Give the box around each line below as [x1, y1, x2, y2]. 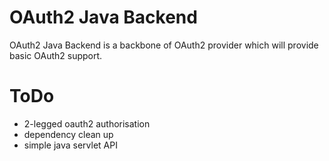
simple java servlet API [23, 139, 118, 151]
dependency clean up [23, 128, 114, 140]
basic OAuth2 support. [9, 49, 103, 61]
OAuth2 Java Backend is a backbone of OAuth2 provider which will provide [9, 39, 319, 51]
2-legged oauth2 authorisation [23, 117, 151, 130]
